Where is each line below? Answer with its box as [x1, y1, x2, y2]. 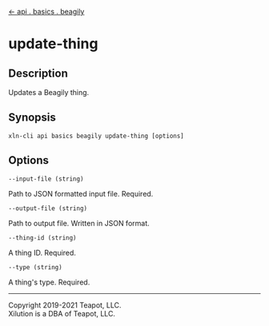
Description [8, 66, 68, 80]
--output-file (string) [8, 204, 88, 213]
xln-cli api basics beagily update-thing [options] [8, 132, 184, 140]
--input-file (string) [8, 175, 84, 183]
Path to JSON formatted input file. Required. [8, 189, 154, 198]
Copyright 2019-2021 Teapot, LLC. [8, 300, 122, 310]
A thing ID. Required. [8, 248, 76, 257]
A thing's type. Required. [8, 277, 90, 287]
